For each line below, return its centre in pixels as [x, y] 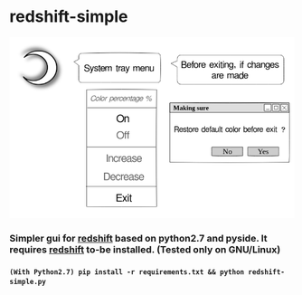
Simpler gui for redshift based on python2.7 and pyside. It [139, 239]
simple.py [28, 281]
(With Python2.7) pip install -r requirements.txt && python [127, 272]
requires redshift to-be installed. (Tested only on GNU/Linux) [145, 250]
